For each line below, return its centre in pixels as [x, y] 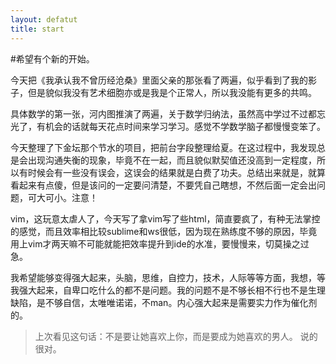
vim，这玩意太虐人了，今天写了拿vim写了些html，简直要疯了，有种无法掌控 [165, 218]
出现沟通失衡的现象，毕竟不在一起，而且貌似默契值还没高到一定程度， [172, 160]
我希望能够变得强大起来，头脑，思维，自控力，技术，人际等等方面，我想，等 [168, 277]
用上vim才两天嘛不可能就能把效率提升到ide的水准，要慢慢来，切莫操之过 [160, 243]
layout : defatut [44, 19]
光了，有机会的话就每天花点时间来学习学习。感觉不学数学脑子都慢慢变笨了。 [168, 126]
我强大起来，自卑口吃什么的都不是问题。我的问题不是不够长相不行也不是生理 [168, 290]
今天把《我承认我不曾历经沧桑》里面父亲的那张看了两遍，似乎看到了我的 [159, 80]
